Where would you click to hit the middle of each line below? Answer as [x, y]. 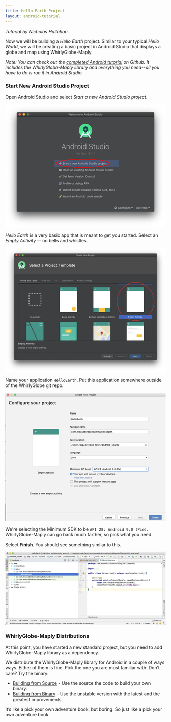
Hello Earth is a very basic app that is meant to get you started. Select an [82, 235]
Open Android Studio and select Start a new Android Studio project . [76, 97]
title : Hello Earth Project [35, 11]
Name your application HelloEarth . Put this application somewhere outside [83, 380]
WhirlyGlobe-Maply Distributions [47, 636]
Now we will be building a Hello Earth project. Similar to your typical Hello [82, 41]
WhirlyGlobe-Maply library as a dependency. [52, 652]
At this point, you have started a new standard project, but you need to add [84, 647]
